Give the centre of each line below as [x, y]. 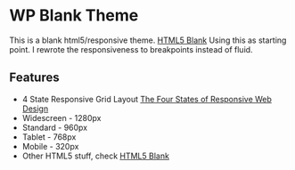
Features [34, 78]
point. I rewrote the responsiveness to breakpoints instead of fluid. [131, 49]
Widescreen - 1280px [61, 117]
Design [35, 109]
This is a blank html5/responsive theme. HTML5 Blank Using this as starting [148, 40]
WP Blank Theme [74, 16]
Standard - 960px [55, 127]
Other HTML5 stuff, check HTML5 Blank [95, 156]
